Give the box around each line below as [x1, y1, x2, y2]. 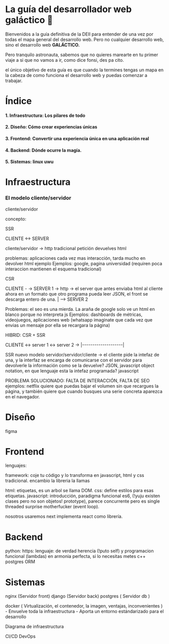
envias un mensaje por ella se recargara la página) [5, 322, 110, 328]
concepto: [5, 216, 27, 222]
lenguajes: [5, 462, 27, 469]
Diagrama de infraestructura [5, 624, 64, 630]
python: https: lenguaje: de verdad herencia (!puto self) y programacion [5, 548, 154, 554]
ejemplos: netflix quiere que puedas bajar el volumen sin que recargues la [5, 383, 159, 389]
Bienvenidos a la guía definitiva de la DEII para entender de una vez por [5, 31, 154, 37]
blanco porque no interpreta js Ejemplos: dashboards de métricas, [5, 311, 143, 317]
